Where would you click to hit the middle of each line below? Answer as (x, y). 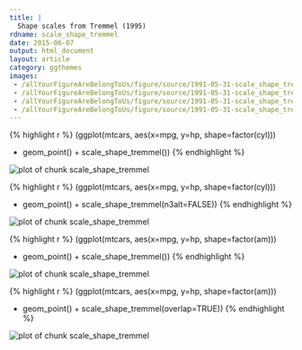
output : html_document (52, 51)
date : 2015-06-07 (42, 43)
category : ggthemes (46, 68)
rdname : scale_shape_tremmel (64, 34)
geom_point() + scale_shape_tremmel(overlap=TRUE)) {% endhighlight (153, 309)
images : (24, 76)
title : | (26, 17)
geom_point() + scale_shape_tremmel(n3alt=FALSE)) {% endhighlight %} (157, 205)
